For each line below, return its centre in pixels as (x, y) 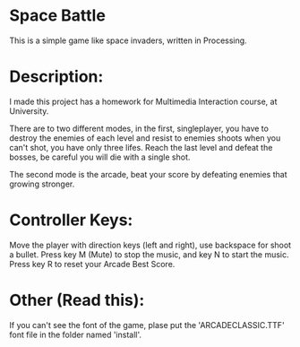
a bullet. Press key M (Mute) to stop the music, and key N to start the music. (149, 254)
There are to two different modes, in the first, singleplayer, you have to (139, 128)
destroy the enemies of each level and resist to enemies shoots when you (145, 138)
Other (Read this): (77, 300)
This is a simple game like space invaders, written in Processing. (129, 40)
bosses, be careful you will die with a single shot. (100, 157)
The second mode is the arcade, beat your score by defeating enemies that (148, 174)
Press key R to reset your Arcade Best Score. (92, 264)
